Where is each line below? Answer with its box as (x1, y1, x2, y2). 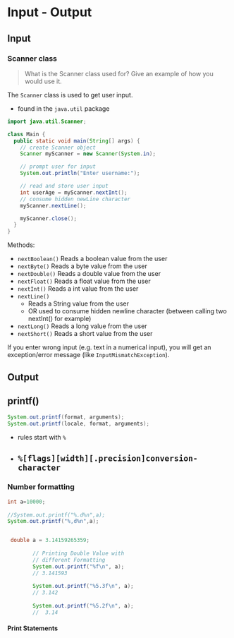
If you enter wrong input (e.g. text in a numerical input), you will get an (7, 343, 211, 351)
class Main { (7, 131, 46, 138)
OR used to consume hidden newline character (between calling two (27, 307, 227, 315)
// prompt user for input (20, 163, 97, 170)
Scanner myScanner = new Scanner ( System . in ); (20, 150, 156, 157)
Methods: (7, 241, 35, 249)
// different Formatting (32, 556, 106, 563)
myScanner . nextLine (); (20, 202, 87, 209)
